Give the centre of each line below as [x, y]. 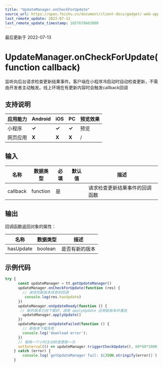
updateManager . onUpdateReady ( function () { [63, 306]
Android [41, 119]
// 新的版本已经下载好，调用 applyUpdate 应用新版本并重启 [74, 310]
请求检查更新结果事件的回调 [120, 188]
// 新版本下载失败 [38, 329]
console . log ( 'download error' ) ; [55, 333]
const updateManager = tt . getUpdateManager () [65, 284]
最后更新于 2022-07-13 [28, 37]
